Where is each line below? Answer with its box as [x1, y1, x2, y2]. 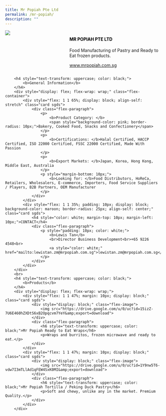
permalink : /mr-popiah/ [5, 12, 54, 17]
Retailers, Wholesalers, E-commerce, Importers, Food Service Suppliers [5, 180, 158, 185]
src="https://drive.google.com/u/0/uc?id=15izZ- [51, 306, 154, 311]
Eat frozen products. [69, 53, 111, 59]
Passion [5, 145, 21, 150]
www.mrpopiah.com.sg [69, 62, 117, 68]
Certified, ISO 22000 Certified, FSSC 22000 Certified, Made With [5, 141, 145, 146]
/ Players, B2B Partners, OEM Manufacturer [5, 185, 96, 190]
